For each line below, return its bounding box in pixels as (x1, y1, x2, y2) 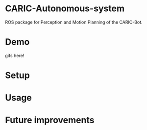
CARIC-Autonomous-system (5, 3, 125, 14)
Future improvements (5, 115, 95, 126)
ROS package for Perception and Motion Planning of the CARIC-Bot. (5, 19, 143, 25)
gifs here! (5, 52, 24, 58)
